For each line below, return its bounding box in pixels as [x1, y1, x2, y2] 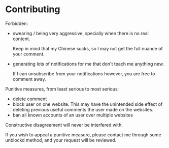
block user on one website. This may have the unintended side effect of [12, 101, 163, 107]
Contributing [5, 4, 60, 15]
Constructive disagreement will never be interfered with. [5, 122, 123, 128]
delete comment [12, 96, 47, 102]
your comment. [12, 51, 45, 57]
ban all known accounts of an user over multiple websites [12, 112, 133, 118]
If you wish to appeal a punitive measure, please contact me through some [5, 131, 161, 138]
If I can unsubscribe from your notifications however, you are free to [12, 70, 155, 77]
